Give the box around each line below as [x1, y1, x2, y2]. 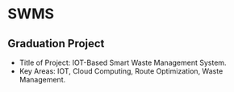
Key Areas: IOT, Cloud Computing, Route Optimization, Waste [19, 66, 224, 76]
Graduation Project [7, 37, 105, 50]
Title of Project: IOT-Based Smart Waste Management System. [19, 58, 227, 67]
